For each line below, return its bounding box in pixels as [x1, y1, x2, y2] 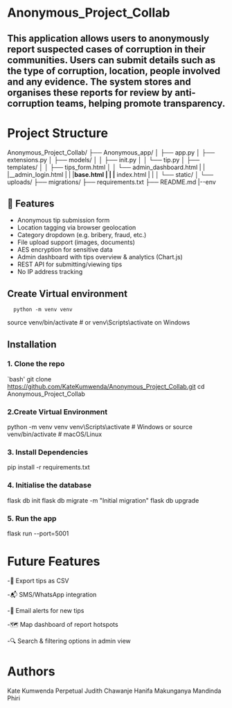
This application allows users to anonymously [7, 33, 210, 44]
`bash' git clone [7, 374, 52, 383]
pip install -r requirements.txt [7, 463, 90, 472]
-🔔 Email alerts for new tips [7, 606, 84, 614]
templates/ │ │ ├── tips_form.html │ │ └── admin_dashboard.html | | [7, 163, 206, 171]
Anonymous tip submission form [17, 216, 110, 225]
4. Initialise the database [7, 481, 92, 490]
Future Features [7, 553, 100, 569]
